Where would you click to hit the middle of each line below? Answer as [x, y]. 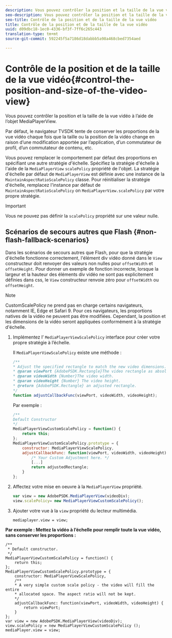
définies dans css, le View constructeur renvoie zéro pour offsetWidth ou [82, 280]
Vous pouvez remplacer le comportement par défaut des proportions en [81, 157]
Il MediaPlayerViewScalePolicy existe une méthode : [67, 352]
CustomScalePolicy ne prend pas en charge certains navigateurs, [74, 305]
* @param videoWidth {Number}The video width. [63, 376]
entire [12, 590]
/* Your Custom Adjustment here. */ [70, 458]
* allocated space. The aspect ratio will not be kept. [76, 594]
